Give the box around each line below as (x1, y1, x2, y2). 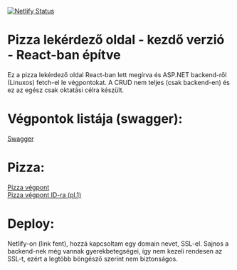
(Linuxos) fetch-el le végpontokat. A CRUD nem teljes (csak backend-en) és (7, 78, 230, 86)
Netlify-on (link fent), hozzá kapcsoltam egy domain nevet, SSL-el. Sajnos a (7, 239, 229, 248)
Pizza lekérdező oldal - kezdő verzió (7, 32, 225, 48)
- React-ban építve (7, 47, 121, 64)
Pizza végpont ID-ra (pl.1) (7, 190, 82, 199)
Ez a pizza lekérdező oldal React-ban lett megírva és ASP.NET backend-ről (7, 70, 227, 79)
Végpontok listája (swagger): (7, 111, 183, 127)
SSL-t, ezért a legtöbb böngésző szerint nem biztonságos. (7, 254, 178, 263)
